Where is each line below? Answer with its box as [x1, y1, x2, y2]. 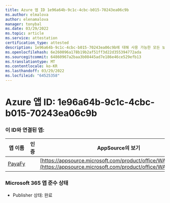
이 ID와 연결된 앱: [5, 126, 45, 133]
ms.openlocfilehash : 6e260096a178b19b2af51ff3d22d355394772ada [5, 49, 142, 55]
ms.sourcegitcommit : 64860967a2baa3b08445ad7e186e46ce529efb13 [5, 54, 142, 60]
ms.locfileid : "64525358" [5, 73, 60, 78]
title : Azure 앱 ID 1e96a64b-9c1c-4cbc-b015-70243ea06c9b [5, 7, 129, 13]
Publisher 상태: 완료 [12, 192, 53, 198]
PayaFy [8, 160, 25, 167]
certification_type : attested [5, 40, 69, 45]
